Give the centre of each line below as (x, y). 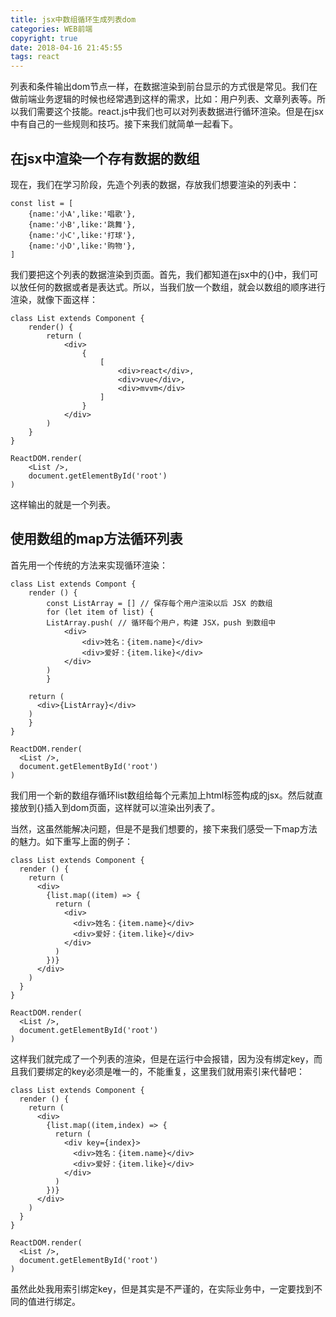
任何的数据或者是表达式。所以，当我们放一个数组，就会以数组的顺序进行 (176, 287)
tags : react (35, 57)
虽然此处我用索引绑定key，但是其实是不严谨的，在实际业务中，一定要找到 (162, 1288)
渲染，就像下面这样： (54, 299)
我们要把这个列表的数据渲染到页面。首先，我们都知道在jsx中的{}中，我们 (160, 274)
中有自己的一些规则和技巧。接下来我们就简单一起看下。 (124, 124)
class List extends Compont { (73, 584)
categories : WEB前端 (51, 29)
